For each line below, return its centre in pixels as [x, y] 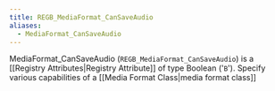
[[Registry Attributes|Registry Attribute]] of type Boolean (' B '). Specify [137, 68]
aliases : [25, 26]
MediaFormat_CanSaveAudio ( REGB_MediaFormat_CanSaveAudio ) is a [132, 59]
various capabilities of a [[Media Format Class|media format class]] [133, 78]
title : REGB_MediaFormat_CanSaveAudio [81, 17]
